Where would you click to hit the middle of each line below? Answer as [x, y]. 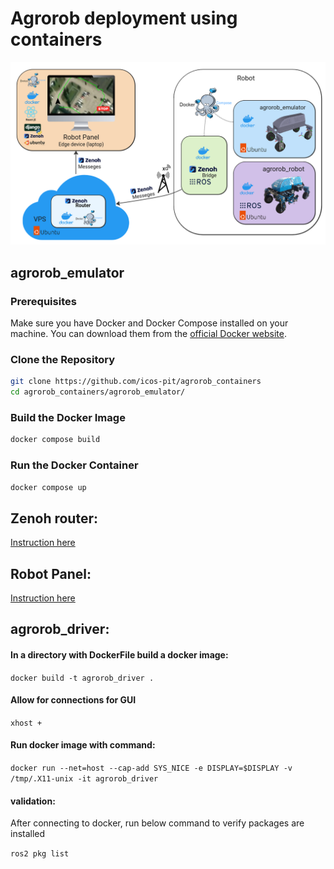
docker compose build [55, 440]
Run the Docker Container [74, 465]
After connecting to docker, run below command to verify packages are [157, 823]
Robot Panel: [51, 573]
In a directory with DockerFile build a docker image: [119, 654]
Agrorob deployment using [124, 18]
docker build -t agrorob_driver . [82, 678]
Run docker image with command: [83, 745]
